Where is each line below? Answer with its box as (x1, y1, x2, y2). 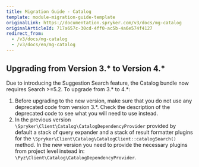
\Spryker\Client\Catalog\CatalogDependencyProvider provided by (14, 122, 176, 129)
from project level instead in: (14, 147, 85, 155)
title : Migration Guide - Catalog (6, 8, 92, 15)
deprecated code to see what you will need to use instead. (14, 110, 159, 117)
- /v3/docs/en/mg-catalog (11, 42, 76, 48)
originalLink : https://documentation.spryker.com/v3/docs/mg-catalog (6, 20, 182, 25)
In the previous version (14, 116, 71, 123)
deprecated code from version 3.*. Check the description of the (14, 103, 170, 110)
